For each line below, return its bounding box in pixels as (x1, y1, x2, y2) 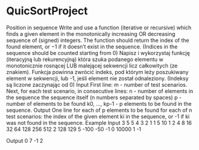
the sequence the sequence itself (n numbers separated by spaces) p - (6, 94, 182, 101)
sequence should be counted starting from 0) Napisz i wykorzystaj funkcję (6, 49, 190, 56)
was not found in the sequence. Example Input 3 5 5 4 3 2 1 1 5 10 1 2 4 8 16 (6, 119, 192, 126)
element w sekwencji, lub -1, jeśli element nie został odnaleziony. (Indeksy (6, 75, 189, 82)
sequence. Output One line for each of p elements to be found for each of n (6, 106, 192, 114)
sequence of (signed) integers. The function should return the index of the (6, 36, 189, 44)
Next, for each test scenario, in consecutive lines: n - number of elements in (6, 87, 194, 94)
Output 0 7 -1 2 (6, 137, 44, 144)
